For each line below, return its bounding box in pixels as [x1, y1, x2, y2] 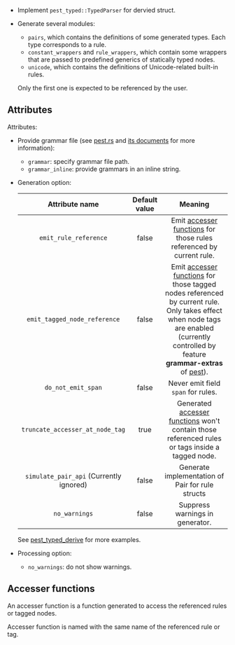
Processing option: [17, 549, 72, 557]
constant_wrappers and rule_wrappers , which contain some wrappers [27, 48, 227, 56]
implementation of [164, 471, 225, 480]
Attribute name [48, 199, 99, 209]
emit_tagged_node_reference [27, 315, 120, 323]
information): [17, 144, 55, 152]
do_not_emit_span [44, 383, 103, 391]
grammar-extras [165, 358, 223, 368]
